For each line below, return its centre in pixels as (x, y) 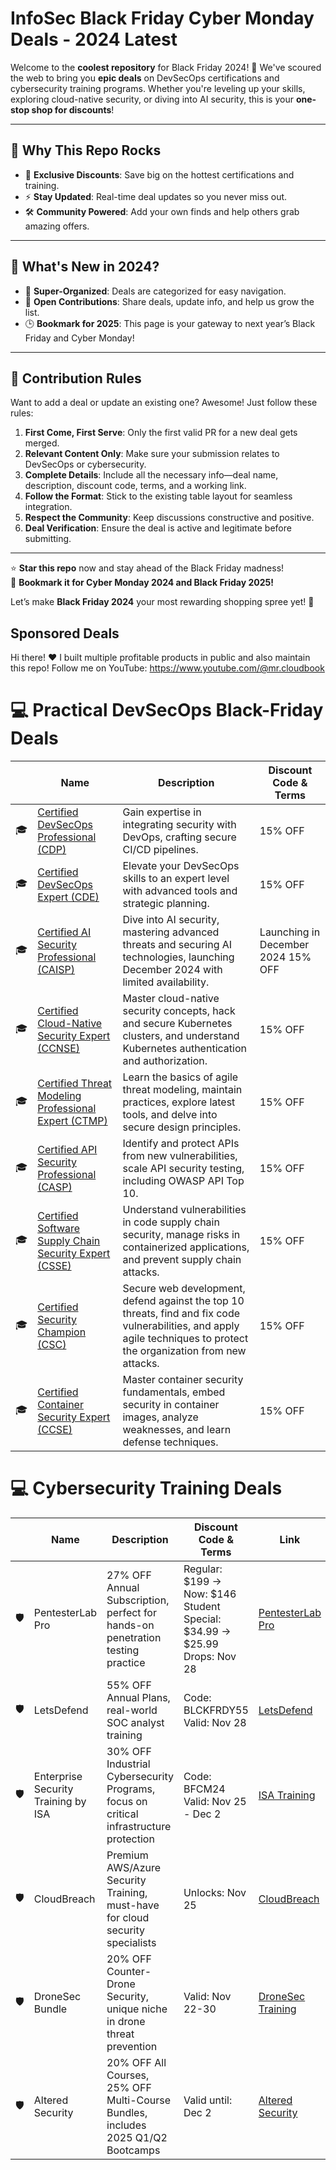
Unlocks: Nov (215, 1893)
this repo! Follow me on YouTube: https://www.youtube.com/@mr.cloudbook (167, 668)
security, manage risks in (181, 1235)
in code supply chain (171, 1222)
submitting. (48, 539)
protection (130, 1839)
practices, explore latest (179, 1102)
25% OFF (129, 2088)
